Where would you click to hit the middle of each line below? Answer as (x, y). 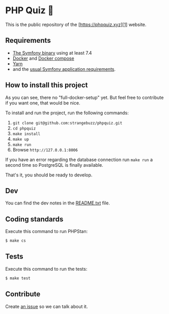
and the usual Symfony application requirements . (64, 69)
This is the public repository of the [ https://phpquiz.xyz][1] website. (76, 24)
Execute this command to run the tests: (46, 269)
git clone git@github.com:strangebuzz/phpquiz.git (67, 123)
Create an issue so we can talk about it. (47, 306)
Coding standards (34, 219)
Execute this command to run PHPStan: (47, 231)
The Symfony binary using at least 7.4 (52, 53)
